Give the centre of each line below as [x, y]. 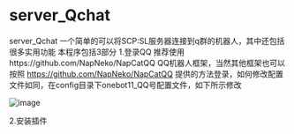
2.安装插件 [28, 121]
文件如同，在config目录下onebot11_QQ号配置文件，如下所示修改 [125, 85]
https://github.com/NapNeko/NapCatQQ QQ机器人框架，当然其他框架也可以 [147, 63]
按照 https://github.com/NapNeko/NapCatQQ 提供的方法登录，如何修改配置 [147, 74]
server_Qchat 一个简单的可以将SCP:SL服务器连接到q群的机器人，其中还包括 [147, 41]
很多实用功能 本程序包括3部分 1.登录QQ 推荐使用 [97, 52]
